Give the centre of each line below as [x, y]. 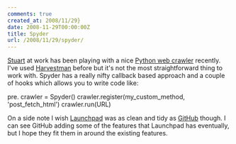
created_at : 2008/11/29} [44, 21]
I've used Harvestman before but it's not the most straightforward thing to [115, 68]
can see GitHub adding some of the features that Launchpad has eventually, [118, 126]
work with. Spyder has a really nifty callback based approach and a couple [116, 76]
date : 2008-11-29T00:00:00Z [49, 27]
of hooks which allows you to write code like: [73, 83]
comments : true [30, 14]
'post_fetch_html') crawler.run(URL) [59, 104]
